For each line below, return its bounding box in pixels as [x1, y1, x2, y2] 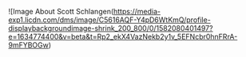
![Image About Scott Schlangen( [8, 7, 114, 16]
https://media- [113, 7, 161, 16]
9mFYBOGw [8, 40, 50, 50]
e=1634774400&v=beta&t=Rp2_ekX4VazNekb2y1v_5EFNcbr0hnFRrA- [8, 32, 238, 41]
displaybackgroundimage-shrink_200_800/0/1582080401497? [8, 24, 213, 32]
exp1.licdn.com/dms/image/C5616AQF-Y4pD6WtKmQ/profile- [8, 15, 212, 25]
